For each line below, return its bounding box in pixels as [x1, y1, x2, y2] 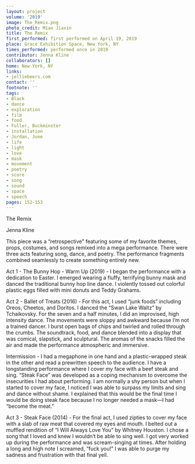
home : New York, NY [6, 63, 54, 69]
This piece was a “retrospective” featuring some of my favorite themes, [6, 238, 178, 245]
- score [6, 172, 25, 178]
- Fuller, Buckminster [6, 123, 61, 129]
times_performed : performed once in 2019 [6, 47, 109, 53]
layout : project [6, 8, 46, 15]
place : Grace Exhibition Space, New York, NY [6, 42, 119, 47]
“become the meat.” [6, 402, 54, 410]
